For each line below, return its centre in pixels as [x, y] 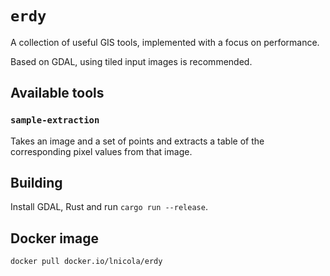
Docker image [54, 238]
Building [36, 183]
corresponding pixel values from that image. [101, 151]
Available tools [57, 93]
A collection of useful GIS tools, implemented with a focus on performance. [165, 42]
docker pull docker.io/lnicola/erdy [86, 262]
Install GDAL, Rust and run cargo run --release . [109, 207]
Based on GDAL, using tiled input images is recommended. [131, 61]
